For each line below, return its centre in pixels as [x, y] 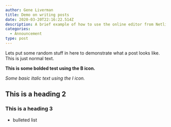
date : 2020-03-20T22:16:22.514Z [39, 19]
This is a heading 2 [36, 94]
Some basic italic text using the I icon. [45, 78]
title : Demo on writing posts [37, 15]
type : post [17, 39]
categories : [18, 29]
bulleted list [25, 120]
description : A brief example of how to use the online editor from [79, 24]
